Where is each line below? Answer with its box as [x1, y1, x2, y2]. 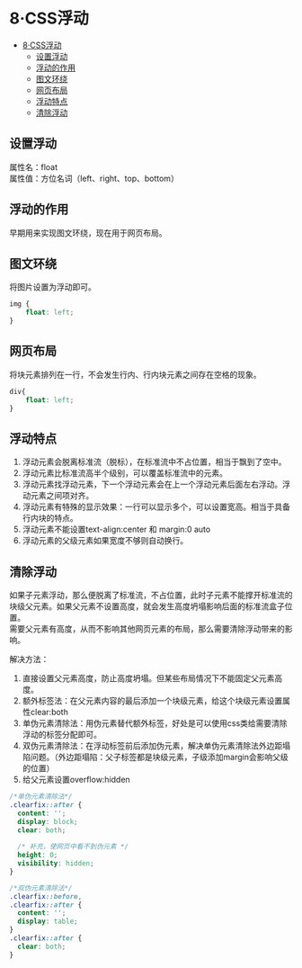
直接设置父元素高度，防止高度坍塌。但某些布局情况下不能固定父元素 [22, 673, 275, 684]
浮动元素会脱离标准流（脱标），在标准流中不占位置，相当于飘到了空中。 [22, 456, 287, 468]
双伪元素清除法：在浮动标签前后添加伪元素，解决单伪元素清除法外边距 [22, 740, 283, 751]
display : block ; [17, 817, 78, 826]
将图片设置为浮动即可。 [9, 282, 96, 292]
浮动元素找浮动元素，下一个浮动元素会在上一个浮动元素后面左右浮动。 [22, 479, 283, 490]
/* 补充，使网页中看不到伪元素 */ [17, 842, 129, 851]
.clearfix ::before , [9, 892, 83, 901]
